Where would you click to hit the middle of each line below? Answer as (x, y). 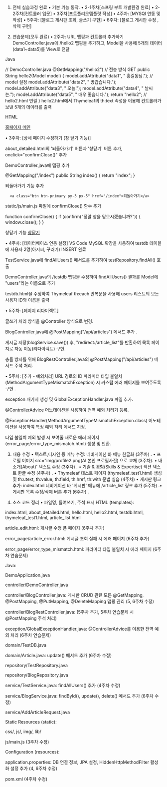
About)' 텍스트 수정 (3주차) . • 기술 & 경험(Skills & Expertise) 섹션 (87, 467)
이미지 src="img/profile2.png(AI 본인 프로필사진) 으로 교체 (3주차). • (89, 460)
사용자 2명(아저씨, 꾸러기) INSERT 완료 (48, 249)
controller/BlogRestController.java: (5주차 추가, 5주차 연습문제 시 (70, 612)
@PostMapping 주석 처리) (31, 618)
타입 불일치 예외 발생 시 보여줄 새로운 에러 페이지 (52, 437)
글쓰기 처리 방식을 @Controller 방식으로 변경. (49, 321)
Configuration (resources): (32, 752)
